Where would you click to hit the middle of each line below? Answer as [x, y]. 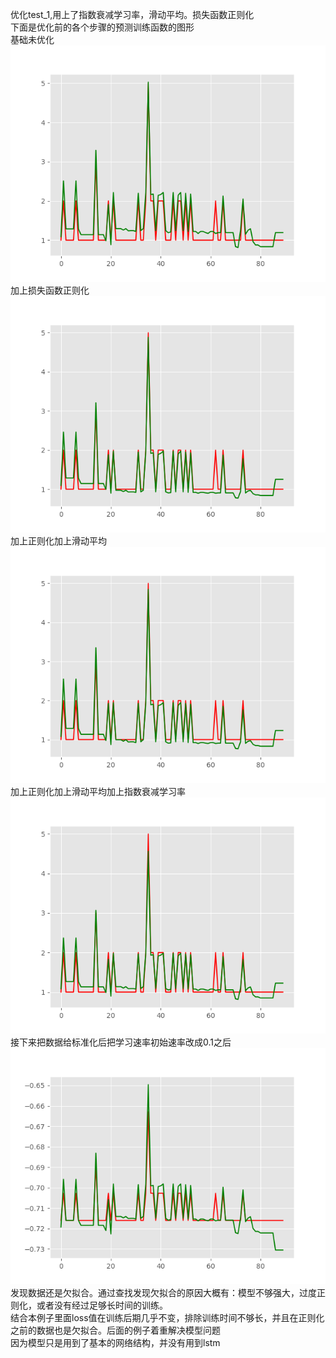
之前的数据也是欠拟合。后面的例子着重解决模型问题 [115, 1330]
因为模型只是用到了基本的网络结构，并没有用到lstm [115, 1342]
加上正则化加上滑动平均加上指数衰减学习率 [98, 791]
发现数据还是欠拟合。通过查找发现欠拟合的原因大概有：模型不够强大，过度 [163, 1292]
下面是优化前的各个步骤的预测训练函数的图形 [102, 27]
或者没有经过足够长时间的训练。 [102, 1305]
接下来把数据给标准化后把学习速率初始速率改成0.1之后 [121, 1042]
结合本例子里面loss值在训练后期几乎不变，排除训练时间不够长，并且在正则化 [167, 1317]
